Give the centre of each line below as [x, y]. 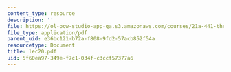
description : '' [30, 20]
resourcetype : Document [41, 45]
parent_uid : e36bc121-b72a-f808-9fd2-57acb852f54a [81, 39]
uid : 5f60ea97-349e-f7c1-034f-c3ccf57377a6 [70, 58]
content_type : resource [41, 13]
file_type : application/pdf [47, 33]
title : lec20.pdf [32, 52]
